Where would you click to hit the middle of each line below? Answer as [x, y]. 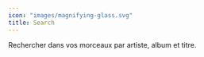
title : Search [32, 23]
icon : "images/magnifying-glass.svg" [71, 15]
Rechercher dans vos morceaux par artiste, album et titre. [102, 45]
